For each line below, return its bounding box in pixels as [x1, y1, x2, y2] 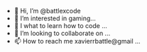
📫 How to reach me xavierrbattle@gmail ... [13, 37, 141, 45]
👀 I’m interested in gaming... [13, 14, 96, 22]
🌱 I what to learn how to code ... [13, 22, 108, 30]
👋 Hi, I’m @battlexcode [13, 7, 81, 15]
